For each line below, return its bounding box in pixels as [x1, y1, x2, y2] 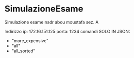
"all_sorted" [11, 48, 35, 54]
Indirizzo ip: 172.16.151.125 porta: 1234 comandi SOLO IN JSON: [4, 28, 130, 34]
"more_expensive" [11, 37, 49, 44]
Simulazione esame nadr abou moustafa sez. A [4, 19, 99, 25]
